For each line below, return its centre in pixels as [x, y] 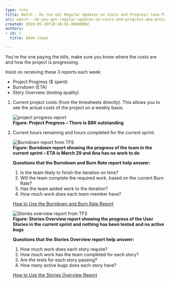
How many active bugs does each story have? [68, 265]
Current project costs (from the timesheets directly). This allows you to [86, 102]
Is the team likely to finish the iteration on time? [69, 173]
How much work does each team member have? [71, 194]
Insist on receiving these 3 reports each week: [54, 72]
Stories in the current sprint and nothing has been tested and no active [88, 224]
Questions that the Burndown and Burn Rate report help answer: [81, 162]
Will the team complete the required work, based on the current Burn [92, 178]
